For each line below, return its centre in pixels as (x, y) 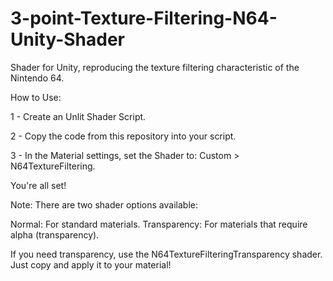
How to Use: (36, 97)
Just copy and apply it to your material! (91, 264)
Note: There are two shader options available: (104, 204)
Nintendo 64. (37, 78)
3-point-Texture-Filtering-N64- (144, 18)
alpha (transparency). (55, 234)
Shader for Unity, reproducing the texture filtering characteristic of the (155, 67)
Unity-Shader (67, 39)
